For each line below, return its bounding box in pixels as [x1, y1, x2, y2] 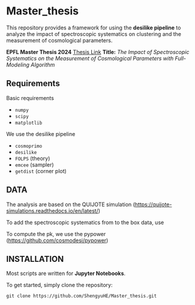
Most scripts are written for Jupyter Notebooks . [6, 270, 126, 277]
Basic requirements [6, 94, 54, 101]
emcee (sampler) [14, 161, 54, 168]
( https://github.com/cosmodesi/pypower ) [6, 237, 109, 244]
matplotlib [14, 120, 43, 126]
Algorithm [31, 61, 55, 68]
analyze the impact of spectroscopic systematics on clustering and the [6, 30, 182, 37]
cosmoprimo [14, 143, 43, 149]
